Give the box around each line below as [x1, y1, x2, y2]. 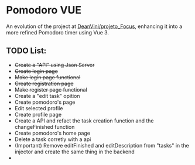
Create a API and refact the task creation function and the [14, 117, 154, 124]
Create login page [14, 68, 59, 75]
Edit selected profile [14, 104, 63, 111]
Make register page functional [14, 86, 88, 93]
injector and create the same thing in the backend [14, 148, 135, 155]
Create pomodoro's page [14, 99, 76, 106]
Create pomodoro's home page [14, 129, 91, 136]
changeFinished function [14, 123, 75, 130]
